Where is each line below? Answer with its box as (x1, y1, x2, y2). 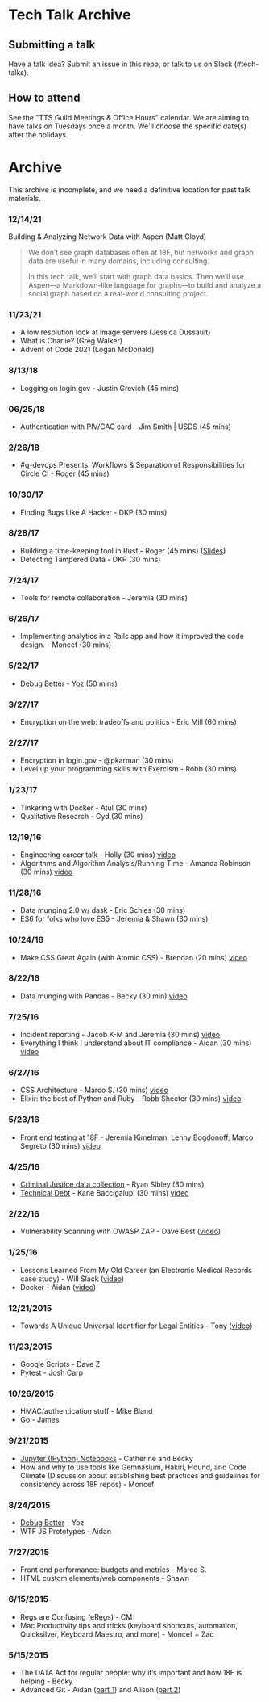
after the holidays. (8, 129, 68, 139)
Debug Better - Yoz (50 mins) (19, 679, 118, 688)
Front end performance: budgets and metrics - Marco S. (19, 1565, 207, 1574)
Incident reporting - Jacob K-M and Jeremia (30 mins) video (19, 1030, 220, 1040)
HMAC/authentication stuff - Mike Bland (19, 1406, 153, 1416)
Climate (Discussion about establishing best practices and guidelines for (19, 1470, 260, 1480)
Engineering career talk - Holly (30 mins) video (19, 850, 176, 859)
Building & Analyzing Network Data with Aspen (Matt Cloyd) (8, 232, 207, 242)
